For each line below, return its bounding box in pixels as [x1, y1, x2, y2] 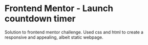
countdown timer [4, 13, 76, 24]
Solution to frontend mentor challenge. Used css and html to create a [4, 29, 144, 35]
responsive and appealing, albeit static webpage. [4, 34, 104, 40]
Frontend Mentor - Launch [4, 3, 113, 14]
